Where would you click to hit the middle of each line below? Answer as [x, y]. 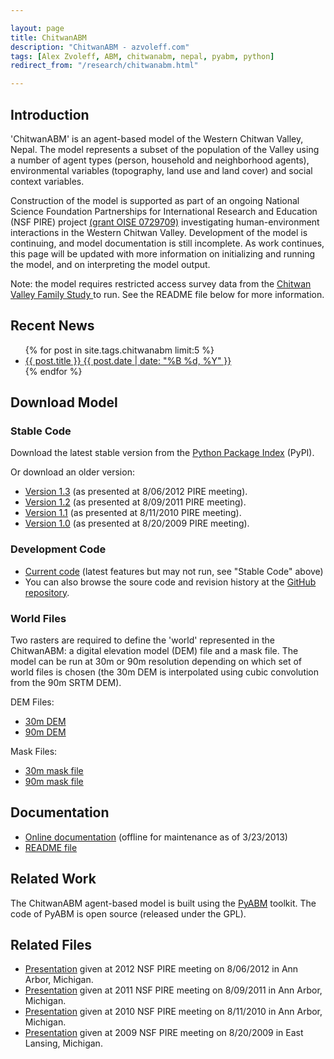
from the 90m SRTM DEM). [66, 683]
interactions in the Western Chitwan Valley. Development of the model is [159, 232]
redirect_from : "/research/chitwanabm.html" [104, 66]
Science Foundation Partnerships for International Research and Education [164, 211]
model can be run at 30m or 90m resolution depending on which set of [156, 662]
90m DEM [45, 732]
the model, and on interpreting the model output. [110, 264]
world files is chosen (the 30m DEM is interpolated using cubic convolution [165, 672]
